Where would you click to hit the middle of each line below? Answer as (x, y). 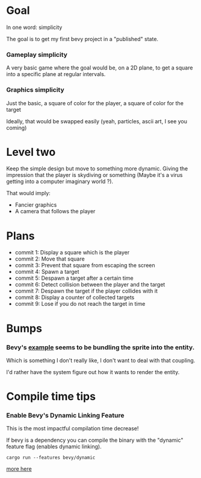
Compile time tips (51, 397)
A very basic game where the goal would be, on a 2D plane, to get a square (100, 68)
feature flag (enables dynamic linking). (54, 447)
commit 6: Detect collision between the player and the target (90, 285)
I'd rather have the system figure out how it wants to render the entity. (93, 372)
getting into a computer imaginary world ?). (60, 181)
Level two (31, 152)
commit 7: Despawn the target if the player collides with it (86, 291)
